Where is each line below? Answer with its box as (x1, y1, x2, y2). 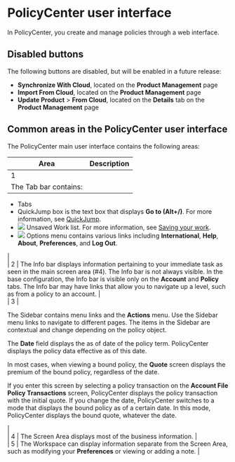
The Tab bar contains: (11, 182, 83, 191)
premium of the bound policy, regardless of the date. (7, 367, 160, 376)
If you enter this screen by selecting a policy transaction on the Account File (7, 381, 229, 390)
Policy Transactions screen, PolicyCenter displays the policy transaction (7, 388, 218, 397)
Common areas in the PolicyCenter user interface (7, 123, 228, 135)
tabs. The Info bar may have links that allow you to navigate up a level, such (7, 282, 226, 290)
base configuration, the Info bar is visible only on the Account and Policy (7, 275, 219, 283)
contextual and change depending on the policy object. (7, 325, 167, 334)
